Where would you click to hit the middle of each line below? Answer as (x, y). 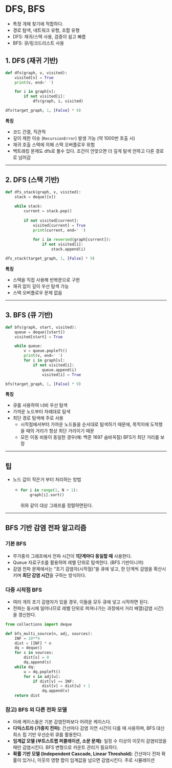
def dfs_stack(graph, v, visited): (43, 192)
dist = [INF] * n (33, 643)
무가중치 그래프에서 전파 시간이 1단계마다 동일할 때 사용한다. (72, 556)
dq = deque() (28, 648)
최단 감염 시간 (36, 575)
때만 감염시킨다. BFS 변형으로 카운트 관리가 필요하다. (66, 747)
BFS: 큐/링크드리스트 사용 (38, 43)
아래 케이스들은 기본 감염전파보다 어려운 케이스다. (62, 722)
